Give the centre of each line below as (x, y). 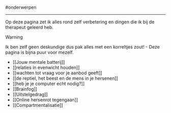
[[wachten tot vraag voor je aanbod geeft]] (58, 73)
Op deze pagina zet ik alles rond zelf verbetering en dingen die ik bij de (80, 22)
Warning (14, 37)
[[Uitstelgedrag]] (30, 94)
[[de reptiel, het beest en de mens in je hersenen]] (65, 78)
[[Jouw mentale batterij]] (39, 62)
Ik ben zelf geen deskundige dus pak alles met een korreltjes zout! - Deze (83, 47)
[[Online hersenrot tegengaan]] (45, 100)
